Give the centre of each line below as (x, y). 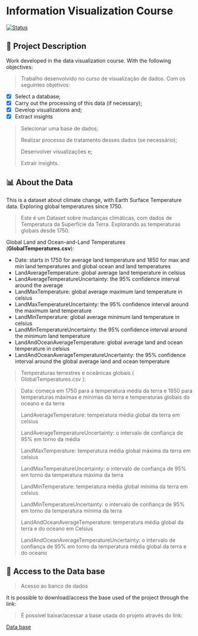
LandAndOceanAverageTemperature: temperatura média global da (102, 522)
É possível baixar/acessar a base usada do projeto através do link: (102, 615)
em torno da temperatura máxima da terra (72, 474)
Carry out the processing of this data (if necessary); (78, 103)
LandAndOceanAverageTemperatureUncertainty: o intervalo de (98, 540)
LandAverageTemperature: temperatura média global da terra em (100, 415)
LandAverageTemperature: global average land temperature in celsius (100, 272)
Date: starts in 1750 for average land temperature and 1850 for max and (102, 260)
